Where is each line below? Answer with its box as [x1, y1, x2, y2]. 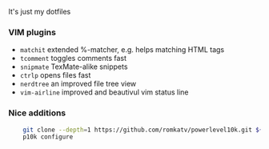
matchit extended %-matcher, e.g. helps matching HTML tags [19, 45, 225, 54]
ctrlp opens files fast [19, 70, 91, 80]
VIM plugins [8, 26, 56, 38]
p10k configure [22, 133, 74, 141]
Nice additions [8, 107, 66, 119]
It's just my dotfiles [8, 7, 71, 16]
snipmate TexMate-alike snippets [19, 62, 128, 71]
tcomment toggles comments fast [19, 54, 126, 63]
